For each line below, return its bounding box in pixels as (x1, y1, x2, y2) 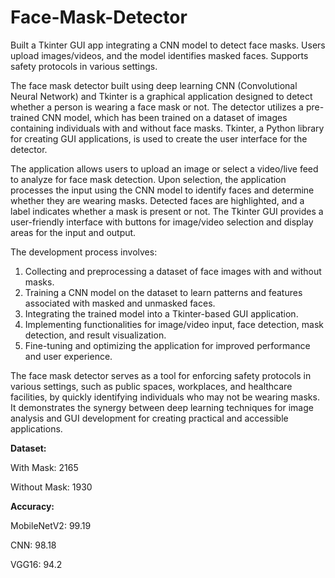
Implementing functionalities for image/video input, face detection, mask (24, 318, 325, 330)
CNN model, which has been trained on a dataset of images (41, 111, 288, 123)
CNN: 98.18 (10, 539, 57, 551)
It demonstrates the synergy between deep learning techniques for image (10, 401, 314, 413)
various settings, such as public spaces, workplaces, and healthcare (10, 380, 293, 392)
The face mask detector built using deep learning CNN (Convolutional (10, 79, 298, 91)
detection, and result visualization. (24, 329, 167, 341)
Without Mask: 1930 (10, 481, 93, 493)
